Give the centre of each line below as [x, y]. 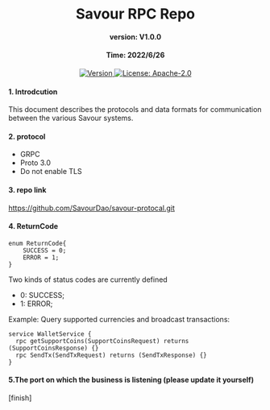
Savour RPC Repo [135, 14]
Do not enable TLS [51, 172]
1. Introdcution [33, 91]
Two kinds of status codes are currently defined [88, 280]
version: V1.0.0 [135, 36]
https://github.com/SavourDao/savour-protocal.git [92, 208]
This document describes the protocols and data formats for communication [135, 110]
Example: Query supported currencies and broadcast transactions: [119, 319]
